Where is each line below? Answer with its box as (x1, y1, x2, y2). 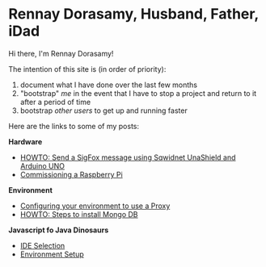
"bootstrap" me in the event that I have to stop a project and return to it (19, 88, 257, 98)
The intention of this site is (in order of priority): (8, 64, 167, 73)
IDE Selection (19, 240, 65, 250)
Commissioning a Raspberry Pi (19, 169, 123, 179)
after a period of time (19, 97, 91, 106)
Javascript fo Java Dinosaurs (8, 225, 109, 235)
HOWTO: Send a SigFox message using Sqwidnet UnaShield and (19, 152, 236, 162)
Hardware (8, 136, 43, 146)
